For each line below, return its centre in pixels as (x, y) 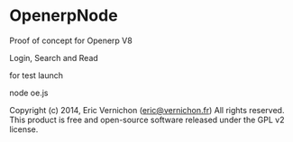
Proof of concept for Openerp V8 (71, 40)
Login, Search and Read (54, 58)
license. (24, 129)
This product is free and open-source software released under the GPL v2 (147, 120)
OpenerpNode (64, 16)
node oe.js (29, 93)
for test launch (36, 75)
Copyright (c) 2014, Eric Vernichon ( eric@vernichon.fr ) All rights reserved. (147, 110)
